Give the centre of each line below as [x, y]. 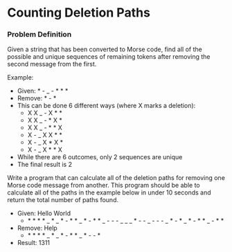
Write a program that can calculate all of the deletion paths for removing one [116, 178]
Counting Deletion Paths [79, 13]
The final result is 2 [45, 165]
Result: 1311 [34, 243]
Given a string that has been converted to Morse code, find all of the [105, 49]
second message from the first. [52, 64]
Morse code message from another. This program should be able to [104, 186]
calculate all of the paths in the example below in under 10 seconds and [109, 192]
